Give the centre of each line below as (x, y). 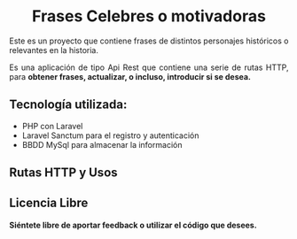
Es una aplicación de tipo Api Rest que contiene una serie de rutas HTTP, (149, 67)
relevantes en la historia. (54, 50)
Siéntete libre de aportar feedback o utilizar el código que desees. (133, 225)
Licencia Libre (49, 202)
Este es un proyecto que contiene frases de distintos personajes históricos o (149, 41)
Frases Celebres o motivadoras (149, 16)
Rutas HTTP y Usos (63, 173)
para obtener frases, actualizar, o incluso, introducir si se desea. (130, 76)
